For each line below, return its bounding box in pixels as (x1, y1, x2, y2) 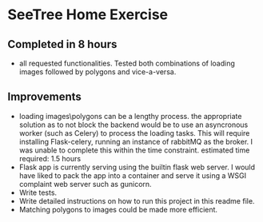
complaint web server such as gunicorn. (18, 179, 153, 188)
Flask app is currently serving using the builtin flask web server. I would (18, 162, 256, 172)
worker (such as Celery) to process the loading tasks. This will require (18, 128, 250, 137)
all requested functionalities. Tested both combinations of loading (18, 58, 235, 68)
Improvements (7, 90, 82, 104)
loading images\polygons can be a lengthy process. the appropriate (18, 111, 242, 121)
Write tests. (18, 188, 58, 197)
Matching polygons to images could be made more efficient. (18, 204, 217, 214)
